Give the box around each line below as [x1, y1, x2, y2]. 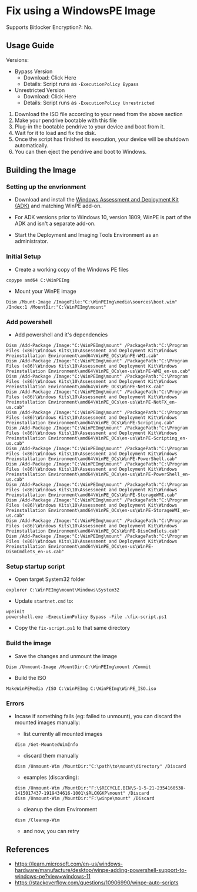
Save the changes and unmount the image [14, 652, 118, 659]
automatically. [14, 141, 49, 148]
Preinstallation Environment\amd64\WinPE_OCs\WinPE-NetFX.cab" [6, 384, 165, 390]
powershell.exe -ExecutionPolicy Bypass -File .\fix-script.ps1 [6, 614, 167, 620]
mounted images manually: [14, 719, 81, 726]
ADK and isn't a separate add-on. [14, 220, 96, 227]
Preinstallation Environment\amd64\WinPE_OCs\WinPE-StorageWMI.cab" [6, 492, 178, 498]
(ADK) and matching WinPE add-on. [14, 202, 102, 210]
